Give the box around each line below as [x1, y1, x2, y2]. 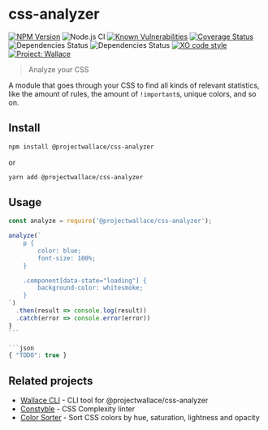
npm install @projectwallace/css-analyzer [8, 143, 154, 151]
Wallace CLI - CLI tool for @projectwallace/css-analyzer [19, 395, 209, 406]
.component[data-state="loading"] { [23, 277, 148, 285]
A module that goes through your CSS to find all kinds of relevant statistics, [8, 80, 260, 90]
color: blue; [37, 247, 82, 255]
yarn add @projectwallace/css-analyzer [8, 173, 144, 181]
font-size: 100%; [37, 254, 96, 262]
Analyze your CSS [28, 64, 89, 74]
